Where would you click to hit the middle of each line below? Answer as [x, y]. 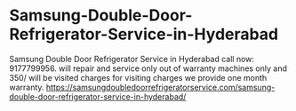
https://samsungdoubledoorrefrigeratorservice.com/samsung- [160, 87]
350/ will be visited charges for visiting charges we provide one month [138, 77]
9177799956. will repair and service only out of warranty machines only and [148, 68]
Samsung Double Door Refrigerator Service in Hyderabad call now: [132, 59]
